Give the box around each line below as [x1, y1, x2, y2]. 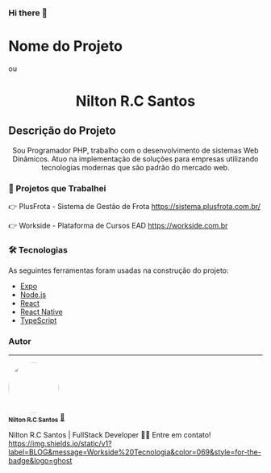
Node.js [19, 290, 47, 299]
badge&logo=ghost [8, 455, 73, 465]
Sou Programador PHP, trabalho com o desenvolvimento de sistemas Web [11, 145, 260, 155]
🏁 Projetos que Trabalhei [8, 182, 106, 194]
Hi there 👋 [8, 7, 48, 19]
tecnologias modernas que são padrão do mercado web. [41, 162, 230, 172]
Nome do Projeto [8, 37, 123, 56]
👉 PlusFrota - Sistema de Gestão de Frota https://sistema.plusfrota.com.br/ [8, 202, 261, 211]
